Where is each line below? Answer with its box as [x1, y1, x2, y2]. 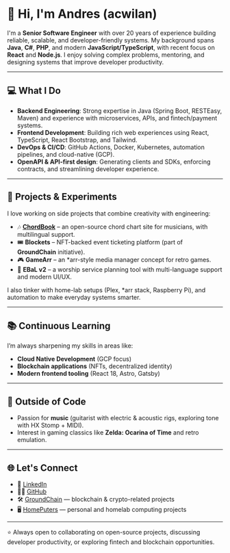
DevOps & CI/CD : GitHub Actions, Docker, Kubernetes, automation [16, 143, 205, 151]
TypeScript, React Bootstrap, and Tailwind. [16, 136, 138, 144]
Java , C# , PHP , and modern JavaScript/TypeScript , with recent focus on [7, 43, 216, 51]
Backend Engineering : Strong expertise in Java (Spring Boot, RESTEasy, [16, 106, 222, 115]
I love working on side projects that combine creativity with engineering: [7, 209, 211, 218]
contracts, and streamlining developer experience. [16, 164, 159, 173]
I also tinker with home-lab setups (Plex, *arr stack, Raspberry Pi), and [7, 285, 206, 294]
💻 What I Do [7, 85, 62, 97]
